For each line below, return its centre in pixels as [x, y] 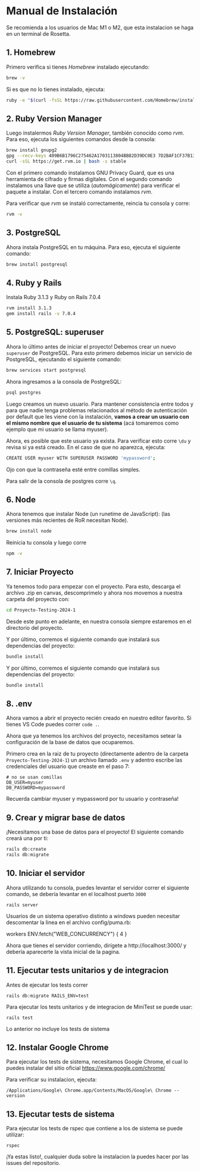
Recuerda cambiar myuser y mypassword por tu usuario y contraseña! [93, 799]
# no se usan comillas [34, 778]
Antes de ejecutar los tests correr [47, 985]
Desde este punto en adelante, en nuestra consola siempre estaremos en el [99, 621]
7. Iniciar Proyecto [40, 572]
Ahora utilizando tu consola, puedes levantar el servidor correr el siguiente [98, 887]
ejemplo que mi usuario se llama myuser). [57, 429]
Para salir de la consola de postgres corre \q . [62, 481]
